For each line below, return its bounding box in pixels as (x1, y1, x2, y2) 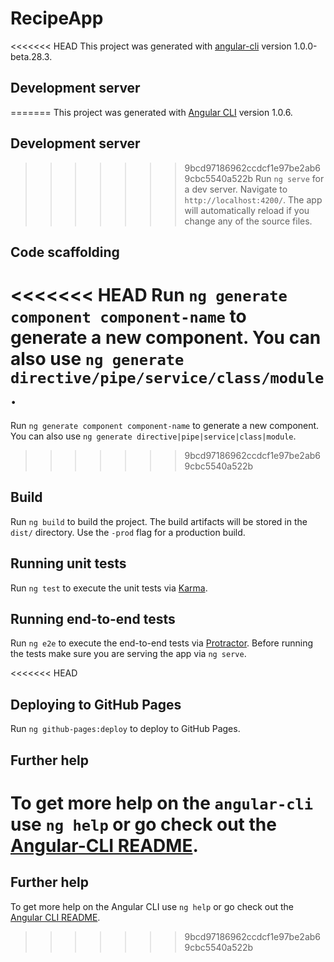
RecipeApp (10, 7, 104, 30)
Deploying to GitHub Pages (10, 696, 182, 713)
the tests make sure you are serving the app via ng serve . (10, 648, 247, 660)
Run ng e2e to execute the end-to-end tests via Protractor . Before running (10, 637, 314, 649)
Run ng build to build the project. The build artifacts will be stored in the (10, 515, 308, 527)
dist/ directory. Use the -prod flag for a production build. (10, 526, 246, 538)
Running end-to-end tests (10, 610, 176, 627)
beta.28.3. (10, 50, 53, 62)
